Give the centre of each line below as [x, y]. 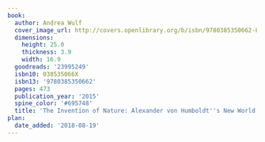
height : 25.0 [43, 45]
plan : [16, 118]
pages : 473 [32, 89]
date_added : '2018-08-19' [57, 125]
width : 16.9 [41, 60]
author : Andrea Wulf [48, 23]
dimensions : [34, 37]
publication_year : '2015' [57, 96]
